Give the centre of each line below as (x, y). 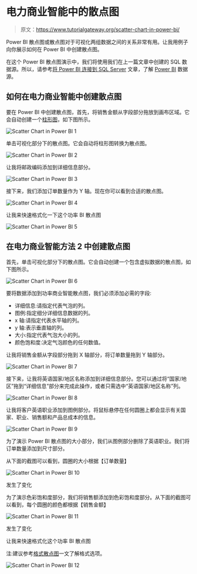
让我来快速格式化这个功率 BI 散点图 (48, 541)
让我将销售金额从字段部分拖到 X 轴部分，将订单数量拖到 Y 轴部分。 (87, 355)
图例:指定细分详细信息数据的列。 (54, 313)
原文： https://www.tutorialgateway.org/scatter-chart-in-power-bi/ (100, 29)
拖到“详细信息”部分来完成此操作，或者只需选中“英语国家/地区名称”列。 (98, 386)
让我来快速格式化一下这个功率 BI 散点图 (54, 214)
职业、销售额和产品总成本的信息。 (57, 417)
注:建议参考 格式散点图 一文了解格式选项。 (56, 553)
